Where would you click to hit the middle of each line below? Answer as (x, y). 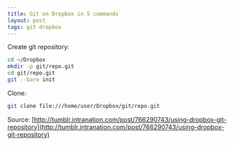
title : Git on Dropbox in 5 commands (63, 14)
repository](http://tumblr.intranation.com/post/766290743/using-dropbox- (116, 127)
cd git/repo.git (31, 73)
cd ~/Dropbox (27, 60)
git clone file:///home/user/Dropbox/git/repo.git (84, 106)
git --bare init (31, 80)
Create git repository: (38, 47)
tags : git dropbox (34, 27)
